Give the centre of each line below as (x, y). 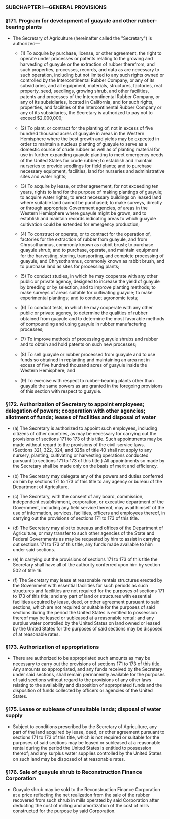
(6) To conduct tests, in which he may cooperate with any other (87, 308)
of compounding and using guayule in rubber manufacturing (83, 324)
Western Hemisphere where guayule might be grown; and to (83, 213)
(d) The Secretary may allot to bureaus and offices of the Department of (88, 528)
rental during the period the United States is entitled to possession (82, 748)
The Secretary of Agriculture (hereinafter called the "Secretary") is (82, 38)
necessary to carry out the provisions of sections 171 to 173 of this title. (87, 664)
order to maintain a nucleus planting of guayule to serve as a (83, 144)
